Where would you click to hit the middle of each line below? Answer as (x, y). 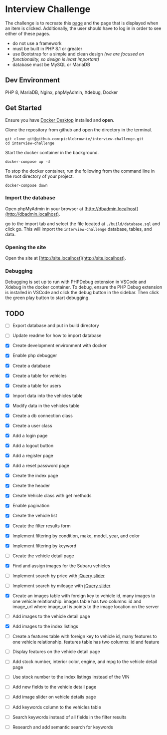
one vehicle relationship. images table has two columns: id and (77, 601)
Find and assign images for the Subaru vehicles (61, 566)
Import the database (30, 198)
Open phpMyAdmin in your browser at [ (46, 209)
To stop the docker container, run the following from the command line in (80, 171)
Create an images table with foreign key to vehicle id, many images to (84, 596)
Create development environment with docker (60, 346)
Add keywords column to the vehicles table (57, 707)
